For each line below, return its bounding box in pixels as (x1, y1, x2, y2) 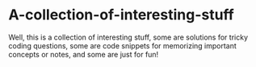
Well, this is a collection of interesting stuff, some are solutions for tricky (8, 32, 249, 42)
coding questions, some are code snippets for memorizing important (8, 40, 237, 50)
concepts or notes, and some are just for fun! (8, 49, 159, 59)
